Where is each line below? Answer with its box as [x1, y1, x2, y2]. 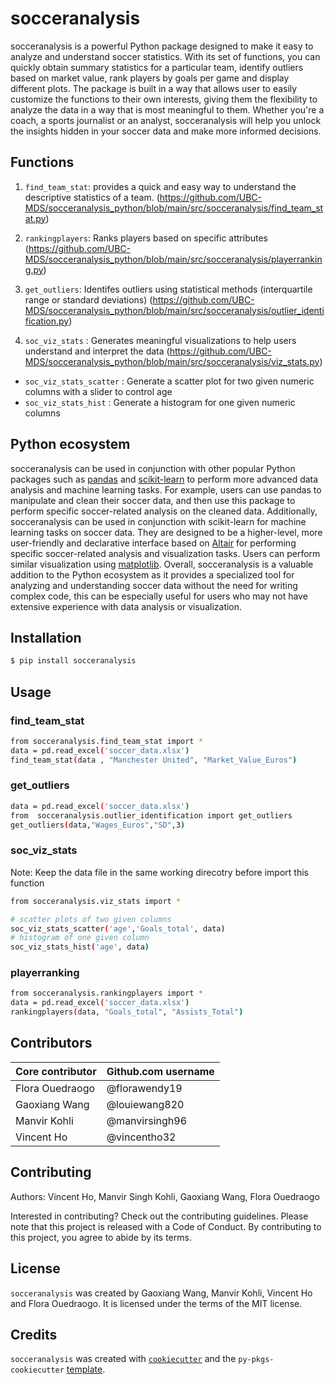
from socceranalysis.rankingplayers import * [10, 988, 203, 999]
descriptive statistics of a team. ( [24, 191, 160, 203]
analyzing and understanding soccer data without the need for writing [10, 579, 298, 591]
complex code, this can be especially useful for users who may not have [10, 590, 308, 602]
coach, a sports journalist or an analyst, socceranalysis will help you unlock [10, 114, 322, 126]
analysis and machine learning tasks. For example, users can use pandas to [10, 483, 322, 496]
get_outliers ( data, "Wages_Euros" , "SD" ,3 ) [10, 820, 186, 830]
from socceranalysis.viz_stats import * [10, 896, 182, 906]
